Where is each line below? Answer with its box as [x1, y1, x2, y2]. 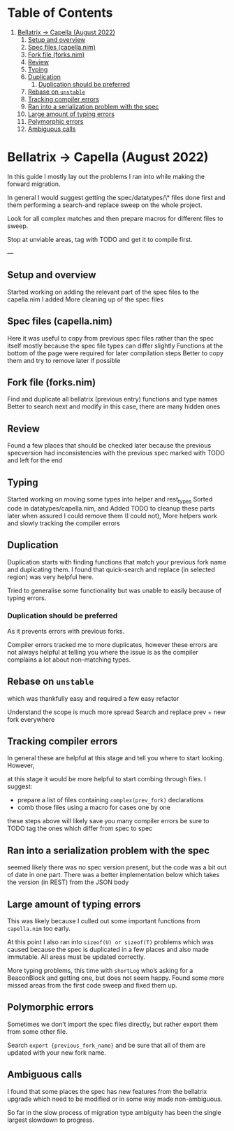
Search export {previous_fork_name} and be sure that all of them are [7, 1041, 206, 1049]
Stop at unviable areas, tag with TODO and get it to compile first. [7, 235, 193, 243]
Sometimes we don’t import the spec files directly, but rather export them [7, 1020, 219, 1028]
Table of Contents [7, 5, 113, 21]
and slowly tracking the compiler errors [7, 519, 120, 527]
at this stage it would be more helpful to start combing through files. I [7, 775, 206, 783]
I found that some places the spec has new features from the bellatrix [7, 1087, 207, 1095]
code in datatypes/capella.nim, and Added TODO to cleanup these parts [7, 504, 215, 512]
